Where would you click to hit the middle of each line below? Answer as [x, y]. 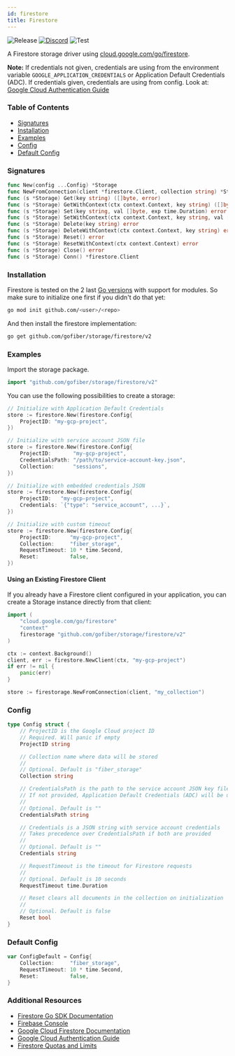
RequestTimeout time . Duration [64, 885]
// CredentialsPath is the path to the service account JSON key [117, 789]
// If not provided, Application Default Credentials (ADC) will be [122, 795]
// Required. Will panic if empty [70, 737]
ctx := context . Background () [50, 654]
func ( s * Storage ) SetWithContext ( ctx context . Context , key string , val [115, 217]
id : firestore [28, 14]
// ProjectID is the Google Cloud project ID [87, 732]
